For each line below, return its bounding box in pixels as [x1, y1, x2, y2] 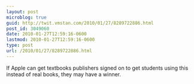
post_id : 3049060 [6, 25, 50, 32]
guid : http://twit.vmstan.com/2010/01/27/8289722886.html [6, 20, 154, 26]
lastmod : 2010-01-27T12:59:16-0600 [6, 37, 95, 43]
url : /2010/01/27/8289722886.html [6, 48, 93, 54]
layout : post [6, 8, 39, 15]
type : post [6, 43, 34, 49]
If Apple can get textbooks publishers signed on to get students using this [6, 64, 189, 71]
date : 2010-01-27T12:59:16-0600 [6, 31, 87, 37]
